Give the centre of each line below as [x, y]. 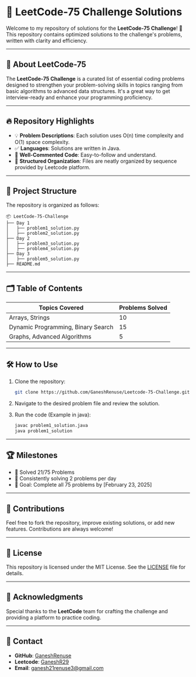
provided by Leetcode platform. [52, 167]
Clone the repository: [40, 381]
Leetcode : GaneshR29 [41, 662]
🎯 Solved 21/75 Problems [44, 472]
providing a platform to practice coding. [54, 617]
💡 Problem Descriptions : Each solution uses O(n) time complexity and [99, 135]
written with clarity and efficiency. [47, 40]
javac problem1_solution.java [51, 425]
